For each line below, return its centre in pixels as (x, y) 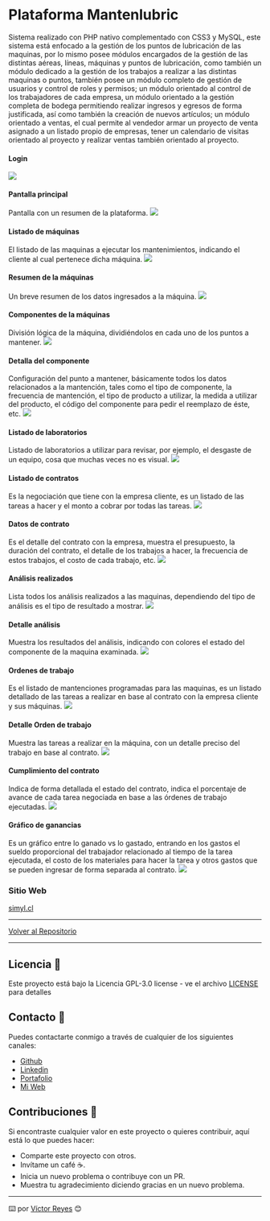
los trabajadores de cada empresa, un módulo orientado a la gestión (121, 97)
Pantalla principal (38, 194)
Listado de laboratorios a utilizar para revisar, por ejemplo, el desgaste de (130, 450)
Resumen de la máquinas (51, 277)
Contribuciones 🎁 (53, 1112)
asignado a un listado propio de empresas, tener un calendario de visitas (129, 131)
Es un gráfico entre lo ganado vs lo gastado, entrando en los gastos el (124, 842)
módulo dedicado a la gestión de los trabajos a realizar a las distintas (123, 71)
